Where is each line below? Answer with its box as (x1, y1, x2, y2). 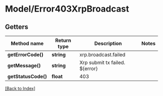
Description (94, 40, 122, 47)
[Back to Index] (5, 86, 35, 91)
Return (55, 37, 71, 44)
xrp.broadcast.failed (79, 51, 126, 58)
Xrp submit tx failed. (79, 59, 125, 66)
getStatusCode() (7, 73, 47, 80)
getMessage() (7, 62, 41, 69)
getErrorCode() (7, 51, 44, 58)
